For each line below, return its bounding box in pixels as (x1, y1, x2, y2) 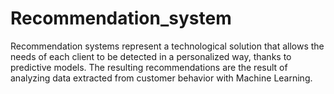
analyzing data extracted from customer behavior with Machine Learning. (10, 72, 313, 84)
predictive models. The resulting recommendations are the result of (10, 61, 288, 73)
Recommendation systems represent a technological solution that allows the (10, 40, 325, 52)
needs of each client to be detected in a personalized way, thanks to (10, 50, 292, 62)
